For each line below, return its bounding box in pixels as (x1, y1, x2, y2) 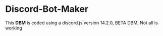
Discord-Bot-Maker (5, 3, 89, 15)
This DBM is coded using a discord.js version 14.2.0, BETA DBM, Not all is (5, 20, 158, 26)
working (5, 25, 23, 31)
